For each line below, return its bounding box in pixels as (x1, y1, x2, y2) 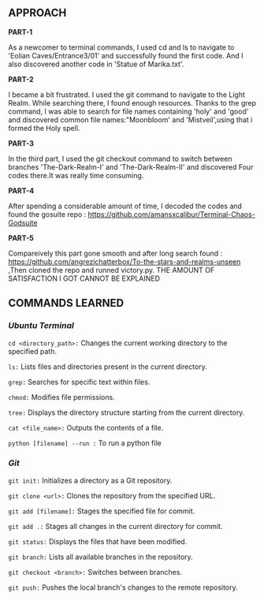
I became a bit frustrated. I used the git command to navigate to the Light (8, 90, 246, 99)
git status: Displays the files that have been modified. (8, 536, 188, 546)
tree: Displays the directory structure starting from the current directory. (8, 408, 245, 417)
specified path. (8, 346, 58, 356)
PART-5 (8, 233, 34, 243)
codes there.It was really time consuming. (8, 170, 144, 180)
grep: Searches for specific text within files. (8, 377, 151, 386)
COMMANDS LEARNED (8, 296, 125, 310)
